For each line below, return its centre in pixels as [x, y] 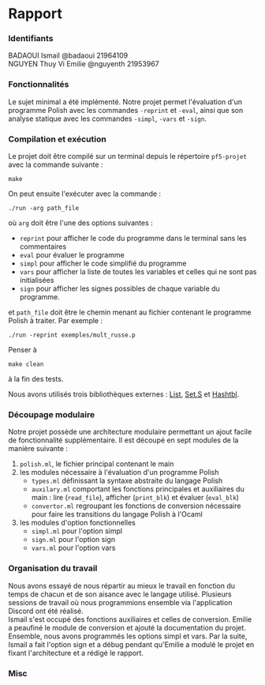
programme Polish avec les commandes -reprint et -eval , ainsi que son [126, 110]
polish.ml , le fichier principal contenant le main [97, 464]
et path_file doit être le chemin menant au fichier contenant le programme [130, 312]
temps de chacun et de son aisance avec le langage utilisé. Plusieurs [120, 594]
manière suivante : [38, 449]
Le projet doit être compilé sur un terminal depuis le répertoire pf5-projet [127, 156]
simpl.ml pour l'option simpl [77, 531]
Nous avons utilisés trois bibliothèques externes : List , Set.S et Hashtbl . [124, 394]
